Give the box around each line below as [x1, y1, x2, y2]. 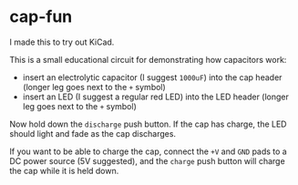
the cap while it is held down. [9, 165, 119, 176]
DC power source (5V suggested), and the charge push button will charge [9, 155, 285, 166]
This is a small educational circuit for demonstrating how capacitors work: [9, 54, 287, 65]
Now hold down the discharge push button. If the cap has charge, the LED [9, 118, 287, 129]
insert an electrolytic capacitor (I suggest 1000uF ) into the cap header [22, 71, 283, 83]
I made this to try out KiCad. [9, 36, 115, 47]
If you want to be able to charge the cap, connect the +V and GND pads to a [9, 146, 287, 157]
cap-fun [9, 6, 73, 27]
